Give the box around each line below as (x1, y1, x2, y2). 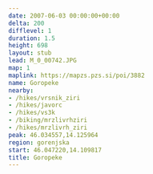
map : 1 (8, 64, 30, 72)
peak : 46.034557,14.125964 (8, 131, 99, 139)
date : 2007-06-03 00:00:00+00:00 (8, 11, 120, 20)
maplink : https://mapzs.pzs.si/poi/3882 (8, 71, 146, 79)
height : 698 (8, 42, 48, 50)
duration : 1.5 (8, 34, 56, 42)
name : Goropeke (8, 79, 59, 87)
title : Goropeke (8, 153, 62, 161)
